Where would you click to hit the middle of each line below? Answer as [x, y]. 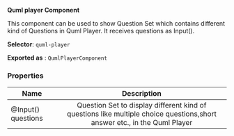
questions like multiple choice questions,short [142, 114]
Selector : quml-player [39, 44]
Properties [25, 76]
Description [141, 94]
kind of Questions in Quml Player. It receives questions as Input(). [101, 31]
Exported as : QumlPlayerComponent [57, 58]
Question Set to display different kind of [141, 105]
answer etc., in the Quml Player [142, 123]
